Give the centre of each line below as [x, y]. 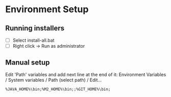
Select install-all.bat [33, 40]
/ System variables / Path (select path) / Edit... [54, 80]
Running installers [35, 28]
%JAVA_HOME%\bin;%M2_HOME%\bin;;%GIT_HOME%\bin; [58, 89]
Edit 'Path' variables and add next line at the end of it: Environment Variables [86, 74]
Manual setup [28, 62]
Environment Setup [47, 9]
